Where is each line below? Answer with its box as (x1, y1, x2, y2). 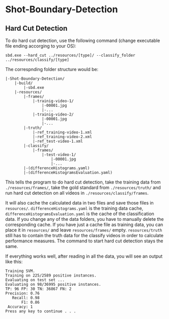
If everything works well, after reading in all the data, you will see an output (5, 253, 163, 259)
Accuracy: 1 (7, 304, 33, 309)
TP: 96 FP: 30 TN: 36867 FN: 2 (5, 286, 72, 291)
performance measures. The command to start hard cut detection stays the (5, 238, 163, 244)
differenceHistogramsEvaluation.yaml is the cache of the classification (5, 211, 154, 217)
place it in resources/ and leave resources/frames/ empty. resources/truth (5, 227, 162, 233)
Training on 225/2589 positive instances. (5, 273, 97, 278)
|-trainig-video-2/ (32, 112, 74, 117)
